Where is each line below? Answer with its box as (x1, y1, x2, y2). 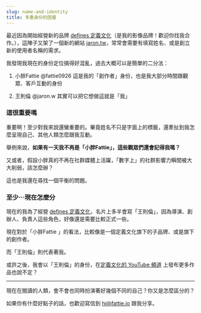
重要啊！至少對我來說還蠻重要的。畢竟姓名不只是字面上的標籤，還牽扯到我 (6, 124, 190, 131)
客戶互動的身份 (25, 79, 63, 87)
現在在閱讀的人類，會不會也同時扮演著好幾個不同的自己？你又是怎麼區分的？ (6, 287, 195, 294)
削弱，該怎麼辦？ (11, 164, 54, 171)
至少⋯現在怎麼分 (6, 193, 56, 201)
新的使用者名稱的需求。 (6, 46, 64, 54)
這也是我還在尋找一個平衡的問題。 (6, 176, 90, 183)
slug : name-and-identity (6, 8, 68, 15)
